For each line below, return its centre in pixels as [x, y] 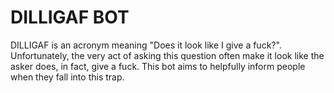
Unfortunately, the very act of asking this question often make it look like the [167, 55]
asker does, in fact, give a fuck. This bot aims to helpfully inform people [158, 66]
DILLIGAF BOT [70, 17]
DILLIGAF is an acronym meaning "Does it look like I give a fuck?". [146, 45]
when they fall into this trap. [67, 77]
